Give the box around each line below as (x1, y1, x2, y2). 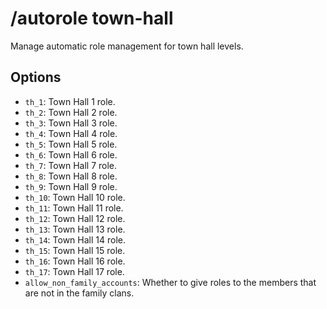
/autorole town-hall (10, 7, 174, 30)
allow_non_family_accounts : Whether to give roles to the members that (24, 276, 317, 288)
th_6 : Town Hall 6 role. (24, 148, 118, 161)
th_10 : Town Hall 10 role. (24, 191, 126, 203)
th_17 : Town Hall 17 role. (24, 265, 125, 277)
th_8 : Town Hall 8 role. (24, 170, 118, 182)
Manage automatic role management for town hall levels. (10, 40, 244, 52)
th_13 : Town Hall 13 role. (24, 223, 126, 235)
